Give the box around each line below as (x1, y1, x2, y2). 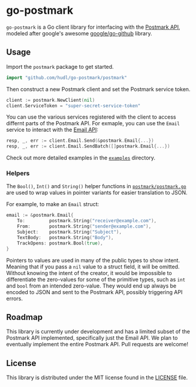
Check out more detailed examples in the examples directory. (6, 154, 156, 162)
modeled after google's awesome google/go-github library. (6, 29, 152, 37)
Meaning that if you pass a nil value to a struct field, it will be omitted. (6, 263, 180, 270)
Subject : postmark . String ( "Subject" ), (17, 229, 122, 235)
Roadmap (6, 312, 43, 322)
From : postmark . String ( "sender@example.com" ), (17, 223, 152, 229)
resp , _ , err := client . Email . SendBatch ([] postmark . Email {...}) (6, 143, 170, 150)
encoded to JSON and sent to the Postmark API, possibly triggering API (6, 288, 183, 295)
